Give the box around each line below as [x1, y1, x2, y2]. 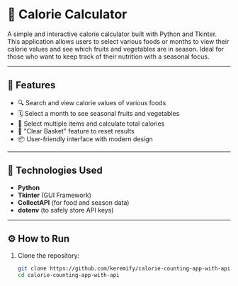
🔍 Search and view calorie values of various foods [17, 98, 166, 107]
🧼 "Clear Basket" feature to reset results [17, 126, 135, 135]
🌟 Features [7, 79, 56, 91]
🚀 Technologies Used [7, 165, 103, 177]
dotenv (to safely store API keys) [17, 205, 114, 214]
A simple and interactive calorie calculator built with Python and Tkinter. [7, 30, 217, 38]
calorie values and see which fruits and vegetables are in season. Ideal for [7, 44, 225, 53]
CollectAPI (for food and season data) [17, 198, 130, 207]
